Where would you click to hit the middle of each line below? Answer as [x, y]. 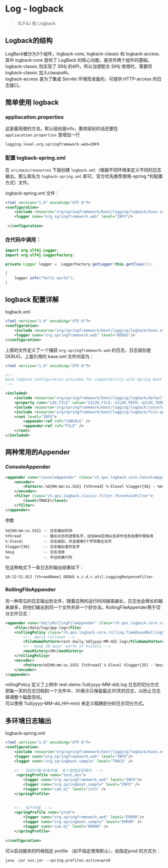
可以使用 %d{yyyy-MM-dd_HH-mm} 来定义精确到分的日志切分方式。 [76, 703]
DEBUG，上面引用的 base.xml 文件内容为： [49, 356]
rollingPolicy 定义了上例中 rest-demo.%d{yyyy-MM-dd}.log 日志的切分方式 [82, 685]
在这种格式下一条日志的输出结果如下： [44, 567]
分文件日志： [18, 613]
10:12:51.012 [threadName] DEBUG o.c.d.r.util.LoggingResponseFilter [79, 577]
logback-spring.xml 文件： [32, 193]
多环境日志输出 [28, 721]
